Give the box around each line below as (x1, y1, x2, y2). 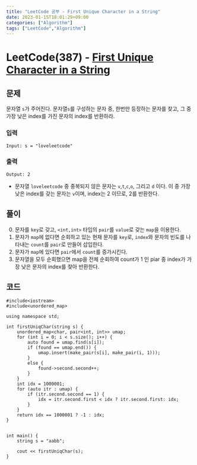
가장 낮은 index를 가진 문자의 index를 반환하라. (6, 113, 115, 120)
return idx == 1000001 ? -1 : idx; (17, 412, 105, 418)
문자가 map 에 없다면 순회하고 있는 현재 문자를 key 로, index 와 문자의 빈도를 (14, 233, 185, 240)
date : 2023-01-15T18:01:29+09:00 (6, 14, 89, 20)
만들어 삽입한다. (67, 241, 104, 248)
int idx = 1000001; (17, 381, 65, 387)
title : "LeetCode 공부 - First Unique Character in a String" (6, 8, 161, 15)
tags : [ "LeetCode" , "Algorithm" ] (6, 25, 86, 31)
